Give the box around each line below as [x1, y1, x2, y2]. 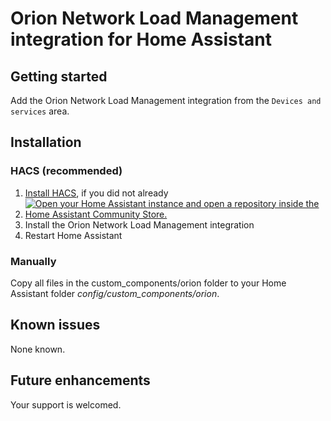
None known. [10, 343, 66, 355]
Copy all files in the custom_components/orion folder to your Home [10, 277, 287, 289]
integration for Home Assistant [10, 28, 272, 51]
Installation [10, 134, 82, 151]
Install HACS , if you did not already [24, 187, 169, 199]
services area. [10, 105, 70, 117]
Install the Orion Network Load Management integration [24, 218, 255, 231]
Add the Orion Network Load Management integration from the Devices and [10, 95, 322, 106]
